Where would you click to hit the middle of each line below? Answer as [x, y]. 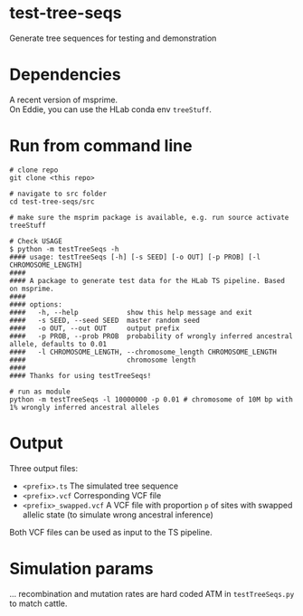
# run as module [40, 392]
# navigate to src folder [58, 194]
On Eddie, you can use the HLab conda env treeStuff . [111, 109]
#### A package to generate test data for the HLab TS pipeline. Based [147, 280]
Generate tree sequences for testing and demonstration [113, 38]
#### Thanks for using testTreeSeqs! [80, 375]
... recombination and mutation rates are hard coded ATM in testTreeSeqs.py [152, 593]
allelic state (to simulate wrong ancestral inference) [118, 515]
